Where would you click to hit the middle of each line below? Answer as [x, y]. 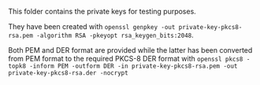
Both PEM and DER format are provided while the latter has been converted [130, 50]
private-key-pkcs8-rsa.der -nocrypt [68, 73]
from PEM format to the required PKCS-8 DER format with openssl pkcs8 [126, 59]
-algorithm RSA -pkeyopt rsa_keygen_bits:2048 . [115, 35]
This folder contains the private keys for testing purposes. [102, 11]
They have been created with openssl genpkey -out [92, 26]
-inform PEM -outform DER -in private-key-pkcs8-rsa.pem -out [133, 66]
